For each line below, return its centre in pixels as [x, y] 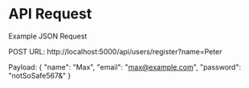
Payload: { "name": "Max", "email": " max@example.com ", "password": [125, 67]
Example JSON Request [48, 36]
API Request [50, 14]
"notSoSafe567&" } [40, 75]
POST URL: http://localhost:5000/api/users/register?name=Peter [115, 51]
